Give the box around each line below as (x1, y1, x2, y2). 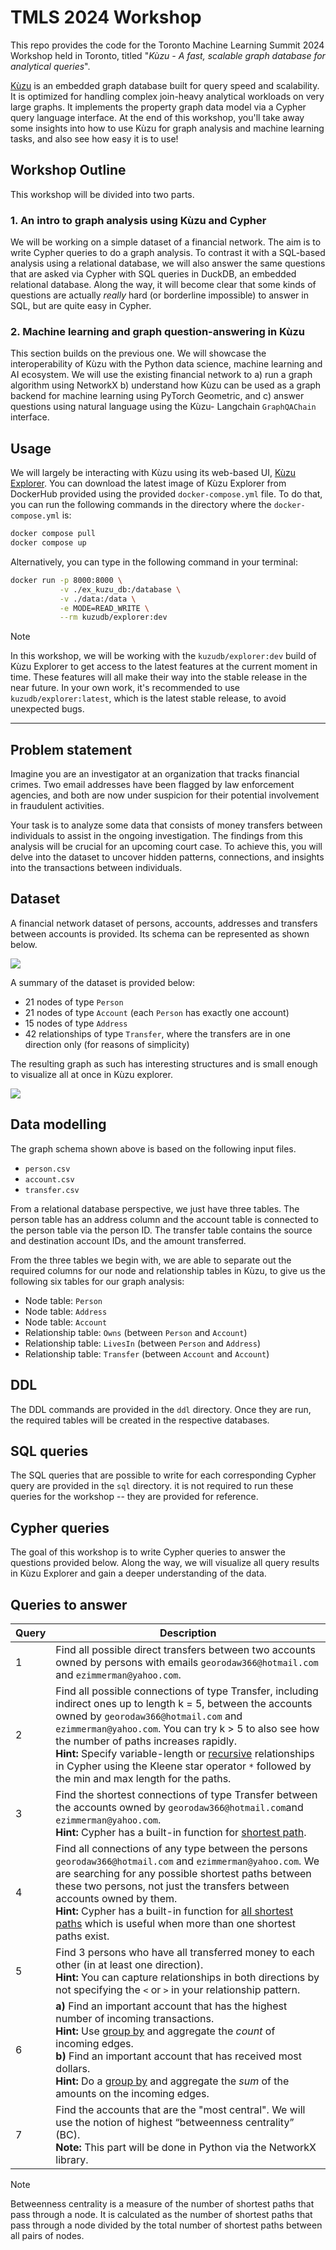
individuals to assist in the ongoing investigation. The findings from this (10, 830, 303, 842)
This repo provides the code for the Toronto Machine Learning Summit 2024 (10, 39, 325, 51)
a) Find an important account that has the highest (55, 1999, 288, 2013)
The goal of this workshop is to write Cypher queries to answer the (10, 1546, 286, 1558)
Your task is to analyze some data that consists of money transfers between (10, 819, 323, 831)
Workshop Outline (10, 162, 127, 179)
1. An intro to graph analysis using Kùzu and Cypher (10, 213, 267, 227)
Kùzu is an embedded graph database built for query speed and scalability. (10, 79, 320, 91)
